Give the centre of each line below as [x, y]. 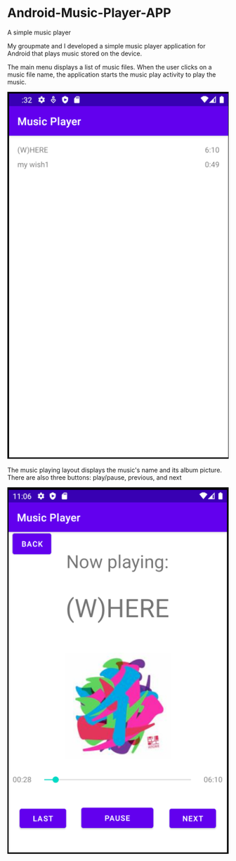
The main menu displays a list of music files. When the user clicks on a [110, 67]
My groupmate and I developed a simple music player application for [106, 46]
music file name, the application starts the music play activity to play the [112, 74]
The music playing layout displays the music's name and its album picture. [115, 470]
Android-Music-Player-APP [89, 13]
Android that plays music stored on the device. [75, 53]
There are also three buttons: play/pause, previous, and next [94, 478]
